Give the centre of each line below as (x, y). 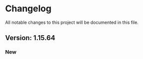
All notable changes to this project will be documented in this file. (72, 22)
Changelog (28, 9)
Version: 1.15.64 (30, 38)
